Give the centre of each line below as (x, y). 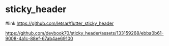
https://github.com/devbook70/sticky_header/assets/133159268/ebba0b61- (84, 33)
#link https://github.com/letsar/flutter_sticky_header (60, 23)
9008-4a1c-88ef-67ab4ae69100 (39, 38)
